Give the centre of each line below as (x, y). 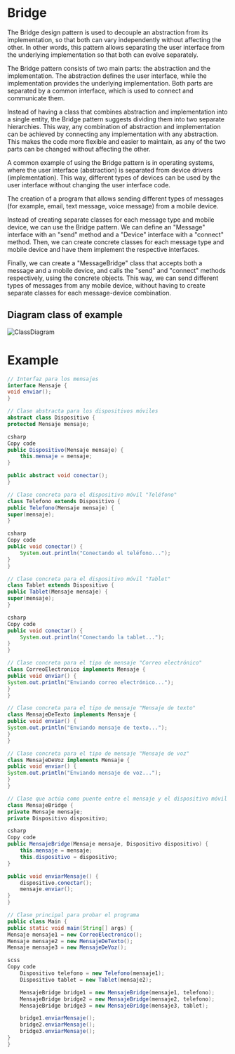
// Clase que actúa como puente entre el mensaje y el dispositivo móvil (117, 799)
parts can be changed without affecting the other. (79, 149)
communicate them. (36, 98)
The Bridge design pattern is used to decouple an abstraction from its (108, 32)
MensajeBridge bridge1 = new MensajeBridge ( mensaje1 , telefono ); (117, 992)
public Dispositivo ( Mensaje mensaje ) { (66, 450)
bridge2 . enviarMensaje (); (58, 1025)
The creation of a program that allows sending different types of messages (115, 199)
